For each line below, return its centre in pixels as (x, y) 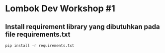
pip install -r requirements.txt (40, 46)
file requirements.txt (38, 34)
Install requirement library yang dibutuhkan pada (82, 27)
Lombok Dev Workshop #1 (60, 9)
